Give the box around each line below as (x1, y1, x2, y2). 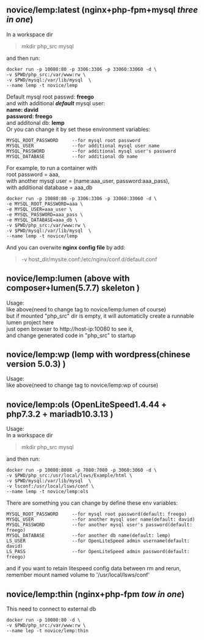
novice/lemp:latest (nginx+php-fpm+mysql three (6, 5, 199, 15)
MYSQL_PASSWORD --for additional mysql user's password (6, 148, 176, 154)
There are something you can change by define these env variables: (6, 499, 178, 507)
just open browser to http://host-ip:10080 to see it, (6, 325, 133, 332)
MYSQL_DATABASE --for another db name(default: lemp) (6, 532, 171, 539)
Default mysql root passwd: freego (6, 93, 95, 100)
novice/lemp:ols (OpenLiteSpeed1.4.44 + (6, 399, 167, 409)
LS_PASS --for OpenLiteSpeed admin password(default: (6, 549, 190, 555)
